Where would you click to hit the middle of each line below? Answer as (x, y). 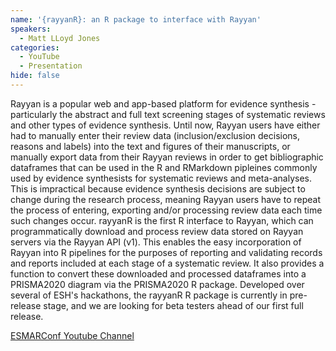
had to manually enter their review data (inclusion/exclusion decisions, (155, 135)
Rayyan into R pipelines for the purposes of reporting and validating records (166, 252)
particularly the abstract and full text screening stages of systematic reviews (168, 114)
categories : (35, 47)
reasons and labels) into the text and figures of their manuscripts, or (150, 146)
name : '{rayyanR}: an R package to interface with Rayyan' (136, 19)
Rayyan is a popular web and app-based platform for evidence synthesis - (163, 103)
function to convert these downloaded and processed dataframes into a (158, 273)
